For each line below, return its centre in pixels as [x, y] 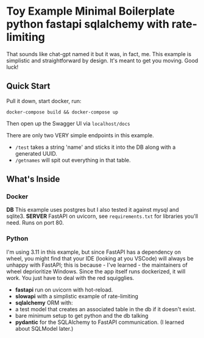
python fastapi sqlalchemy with [88, 24]
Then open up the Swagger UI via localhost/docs [69, 123]
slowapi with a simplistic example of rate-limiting [77, 296]
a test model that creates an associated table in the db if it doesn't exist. [105, 309]
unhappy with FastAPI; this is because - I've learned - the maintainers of [97, 265]
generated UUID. [36, 153]
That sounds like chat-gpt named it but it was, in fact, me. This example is [99, 54]
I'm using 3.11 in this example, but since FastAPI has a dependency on [94, 252]
